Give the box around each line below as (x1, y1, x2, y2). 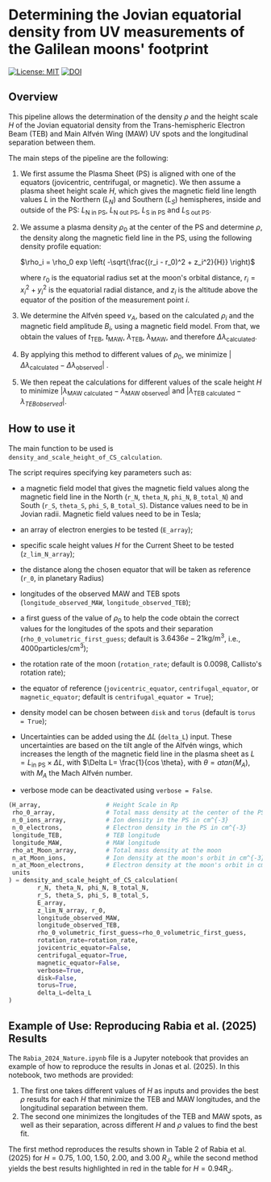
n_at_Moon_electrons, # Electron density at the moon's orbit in (11, 861, 254, 869)
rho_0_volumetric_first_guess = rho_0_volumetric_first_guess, (37, 929, 248, 937)
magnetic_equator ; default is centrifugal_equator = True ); (19, 692, 214, 701)
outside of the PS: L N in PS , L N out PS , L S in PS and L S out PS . (19, 204, 212, 217)
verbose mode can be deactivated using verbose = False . (19, 785, 213, 795)
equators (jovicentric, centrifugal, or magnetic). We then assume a (19, 177, 241, 187)
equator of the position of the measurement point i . (19, 295, 190, 305)
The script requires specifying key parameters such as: (8, 467, 192, 477)
